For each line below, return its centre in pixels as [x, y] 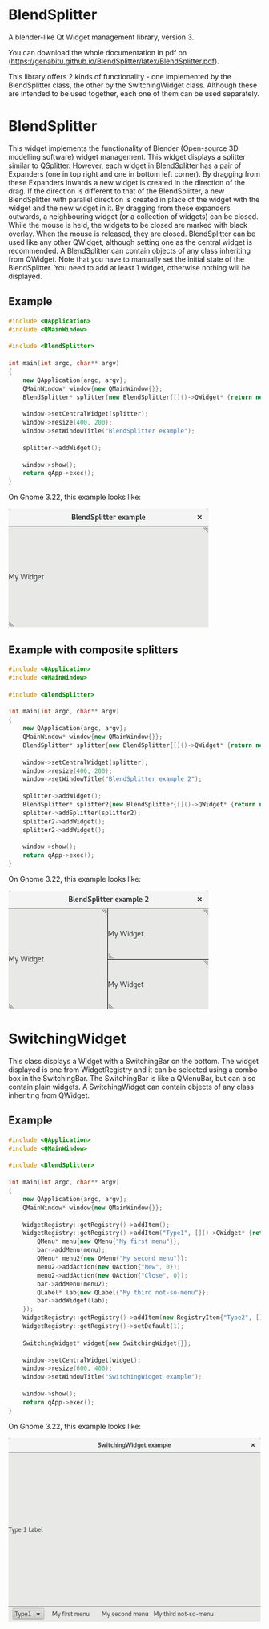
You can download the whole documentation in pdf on [98, 52]
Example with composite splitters [93, 650]
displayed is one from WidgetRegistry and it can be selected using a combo [133, 1070]
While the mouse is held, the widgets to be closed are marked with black [128, 225]
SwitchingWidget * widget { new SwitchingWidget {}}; [107, 1343]
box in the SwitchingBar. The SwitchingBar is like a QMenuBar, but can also [132, 1078]
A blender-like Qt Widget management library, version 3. [101, 37]
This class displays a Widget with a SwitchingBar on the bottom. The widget [133, 1061]
